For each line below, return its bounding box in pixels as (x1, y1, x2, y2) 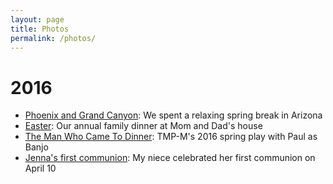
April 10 (24, 162, 57, 175)
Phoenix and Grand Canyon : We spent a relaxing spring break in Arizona (24, 109, 323, 121)
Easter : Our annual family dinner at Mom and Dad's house (24, 120, 263, 132)
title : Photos (10, 24, 70, 34)
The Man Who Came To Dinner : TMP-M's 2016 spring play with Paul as (24, 131, 318, 143)
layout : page (10, 14, 65, 25)
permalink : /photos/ (10, 33, 97, 43)
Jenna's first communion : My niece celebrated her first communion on (24, 152, 316, 164)
